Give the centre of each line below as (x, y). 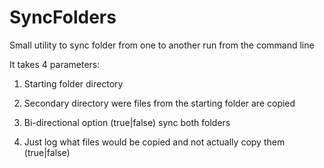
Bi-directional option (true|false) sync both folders (127, 122)
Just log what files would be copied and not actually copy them (154, 142)
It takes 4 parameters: (55, 64)
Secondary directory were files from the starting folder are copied (159, 103)
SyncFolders (63, 17)
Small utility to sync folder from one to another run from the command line (162, 45)
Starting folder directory (73, 83)
